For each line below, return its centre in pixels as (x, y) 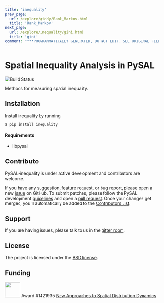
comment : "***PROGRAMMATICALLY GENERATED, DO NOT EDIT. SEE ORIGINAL (77, 41)
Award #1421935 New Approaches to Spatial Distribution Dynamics (89, 295)
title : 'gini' (24, 37)
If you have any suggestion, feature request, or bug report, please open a (79, 188)
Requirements (20, 135)
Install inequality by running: (33, 116)
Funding (18, 273)
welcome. (15, 178)
